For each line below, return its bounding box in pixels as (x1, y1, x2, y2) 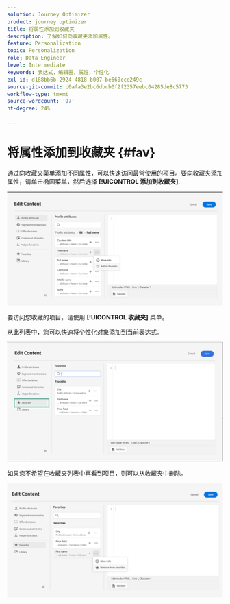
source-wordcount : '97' (7, 98, 75, 105)
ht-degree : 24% (7, 105, 51, 112)
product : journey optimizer (7, 18, 88, 25)
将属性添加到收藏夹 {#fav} (7, 145, 156, 160)
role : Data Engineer (7, 55, 66, 62)
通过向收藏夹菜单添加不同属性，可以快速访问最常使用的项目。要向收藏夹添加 (7, 169, 223, 177)
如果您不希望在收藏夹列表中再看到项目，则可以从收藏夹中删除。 (7, 469, 187, 477)
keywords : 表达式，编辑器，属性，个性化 (7, 69, 110, 75)
